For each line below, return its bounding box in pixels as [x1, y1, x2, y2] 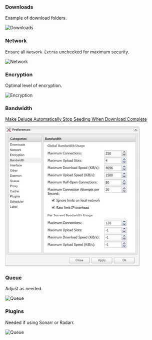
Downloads [5, 4, 33, 11]
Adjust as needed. [5, 286, 42, 292]
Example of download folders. [5, 15, 67, 21]
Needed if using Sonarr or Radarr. [5, 319, 75, 325]
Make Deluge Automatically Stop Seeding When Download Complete [5, 116, 147, 122]
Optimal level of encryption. [5, 82, 62, 89]
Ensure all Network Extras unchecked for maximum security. [5, 49, 129, 55]
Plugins [5, 308, 24, 315]
